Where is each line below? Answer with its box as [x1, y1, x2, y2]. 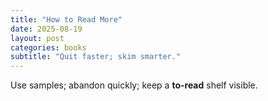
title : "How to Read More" [10, 14, 123, 25]
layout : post [10, 33, 65, 43]
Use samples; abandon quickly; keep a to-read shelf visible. [10, 79, 258, 91]
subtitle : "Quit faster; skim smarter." [10, 52, 182, 62]
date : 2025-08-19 [10, 24, 83, 34]
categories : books [10, 42, 87, 53]
